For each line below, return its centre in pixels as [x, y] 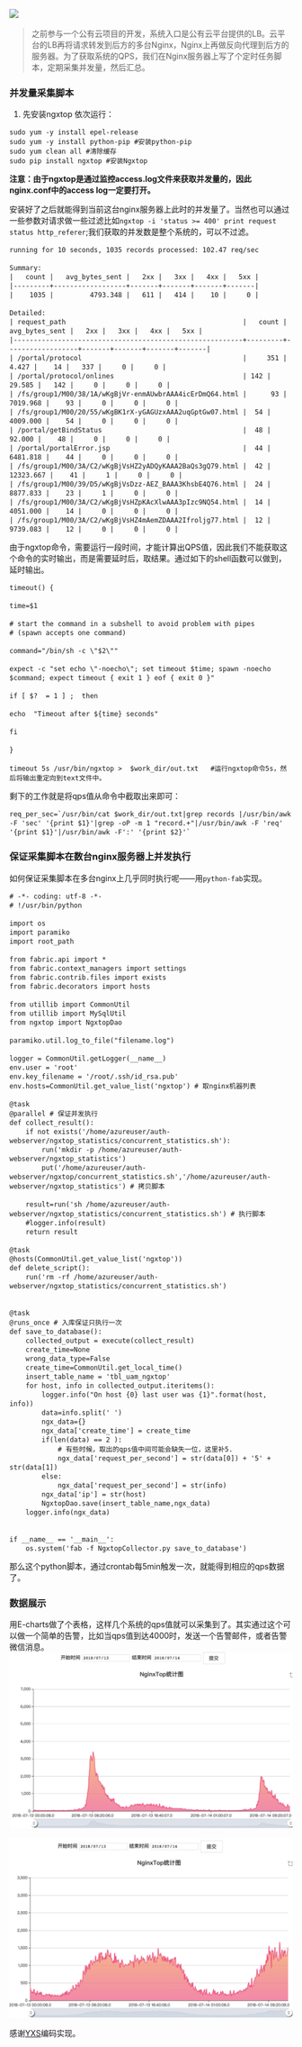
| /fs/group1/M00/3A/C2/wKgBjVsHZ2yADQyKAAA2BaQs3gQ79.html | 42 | [140, 467]
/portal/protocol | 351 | [152, 359]
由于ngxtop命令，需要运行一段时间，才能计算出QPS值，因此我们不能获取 [145, 547]
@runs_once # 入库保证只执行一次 [66, 1323]
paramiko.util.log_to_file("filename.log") [92, 1041]
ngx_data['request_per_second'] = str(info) [142, 1485]
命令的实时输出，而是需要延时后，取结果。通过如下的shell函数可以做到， [151, 559]
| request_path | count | [148, 323]
